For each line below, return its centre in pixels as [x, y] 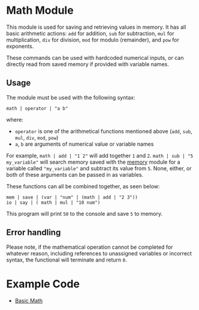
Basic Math [29, 300]
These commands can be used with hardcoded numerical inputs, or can [95, 58]
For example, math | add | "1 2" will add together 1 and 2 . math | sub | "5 [100, 155]
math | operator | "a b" [37, 109]
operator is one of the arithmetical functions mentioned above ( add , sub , [104, 131]
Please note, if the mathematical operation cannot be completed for [90, 247]
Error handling [34, 232]
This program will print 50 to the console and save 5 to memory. [85, 213]
